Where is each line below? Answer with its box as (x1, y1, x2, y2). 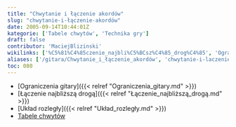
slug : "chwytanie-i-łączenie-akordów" (7, 17, 121, 24)
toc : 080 (7, 62, 33, 69)
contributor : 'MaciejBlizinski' (7, 43, 102, 50)
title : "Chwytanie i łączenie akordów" (7, 10, 124, 18)
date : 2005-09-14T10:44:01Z (7, 23, 90, 30)
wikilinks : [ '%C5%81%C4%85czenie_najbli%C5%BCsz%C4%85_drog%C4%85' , (7, 50, 212, 57)
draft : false (7, 36, 46, 44)
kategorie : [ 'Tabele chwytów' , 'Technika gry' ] (7, 29, 150, 37)
